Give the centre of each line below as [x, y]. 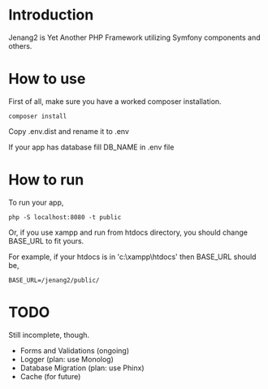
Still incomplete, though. [49, 335]
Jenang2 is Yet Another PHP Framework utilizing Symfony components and [134, 37]
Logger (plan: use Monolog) [67, 359]
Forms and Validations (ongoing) [75, 350]
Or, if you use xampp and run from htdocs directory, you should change [128, 232]
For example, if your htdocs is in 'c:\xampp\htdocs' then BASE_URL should [132, 257]
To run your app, [36, 202]
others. [20, 45]
